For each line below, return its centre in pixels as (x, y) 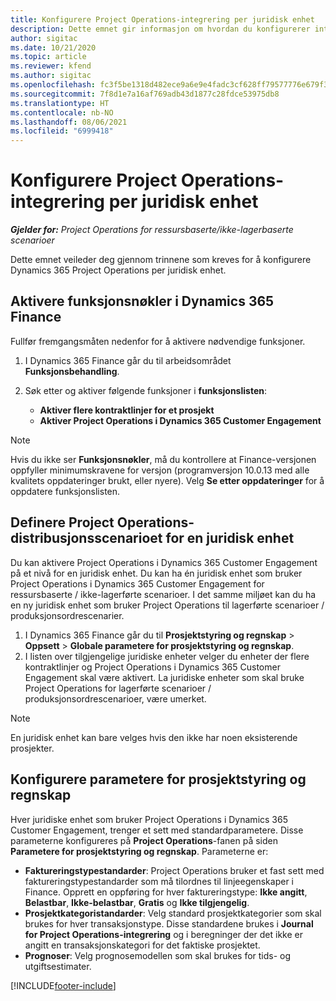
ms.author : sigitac (51, 76)
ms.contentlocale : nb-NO (62, 112)
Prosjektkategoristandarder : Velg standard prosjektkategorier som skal (173, 913)
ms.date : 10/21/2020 (53, 47)
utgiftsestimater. (58, 966)
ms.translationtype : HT (60, 103)
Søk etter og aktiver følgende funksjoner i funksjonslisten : (145, 390)
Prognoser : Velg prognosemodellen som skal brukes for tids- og (158, 955)
